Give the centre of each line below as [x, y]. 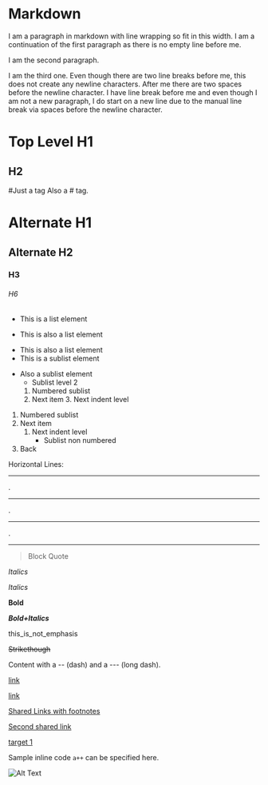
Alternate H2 [41, 252]
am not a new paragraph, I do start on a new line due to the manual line [125, 101]
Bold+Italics [29, 618]
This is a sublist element [59, 358]
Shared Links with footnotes [54, 711]
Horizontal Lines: [36, 464]
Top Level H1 [51, 142]
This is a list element [53, 319]
